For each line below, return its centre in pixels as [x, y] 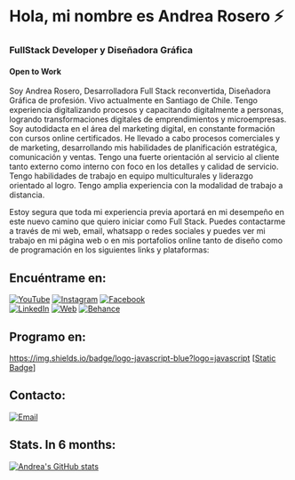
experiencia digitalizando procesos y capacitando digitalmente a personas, [147, 110]
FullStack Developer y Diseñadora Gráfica [101, 51]
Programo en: [48, 336]
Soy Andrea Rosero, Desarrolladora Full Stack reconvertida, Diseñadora [140, 91]
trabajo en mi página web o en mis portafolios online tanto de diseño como [146, 241]
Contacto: [38, 396]
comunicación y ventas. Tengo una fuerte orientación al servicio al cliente [144, 157]
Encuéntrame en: [58, 278]
